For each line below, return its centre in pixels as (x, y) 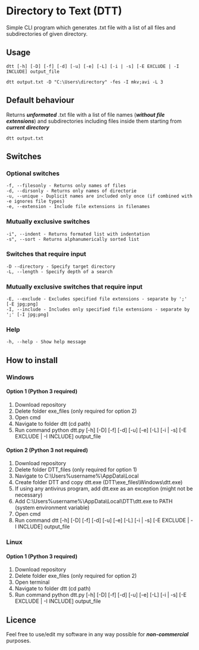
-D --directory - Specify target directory (61, 267)
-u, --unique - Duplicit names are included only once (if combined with (99, 196)
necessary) (29, 495)
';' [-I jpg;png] (28, 315)
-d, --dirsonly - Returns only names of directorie (71, 191)
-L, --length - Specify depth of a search (59, 272)
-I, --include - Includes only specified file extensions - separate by (98, 309)
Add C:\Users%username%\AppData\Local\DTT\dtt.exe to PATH (94, 502)
